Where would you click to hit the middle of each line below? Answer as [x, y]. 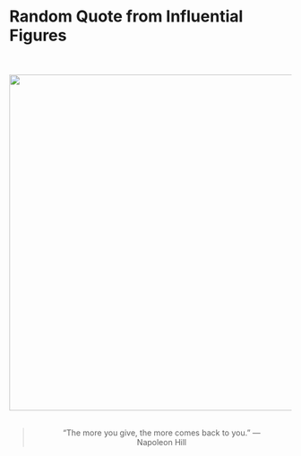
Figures [38, 35]
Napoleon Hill [161, 442]
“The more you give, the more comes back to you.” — [162, 433]
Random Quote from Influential [126, 17]
